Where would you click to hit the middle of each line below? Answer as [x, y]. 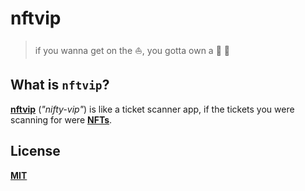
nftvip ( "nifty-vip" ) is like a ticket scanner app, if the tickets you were [152, 109]
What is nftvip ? [60, 85]
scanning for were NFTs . [61, 119]
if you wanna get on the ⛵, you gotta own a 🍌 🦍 [132, 50]
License [35, 151]
